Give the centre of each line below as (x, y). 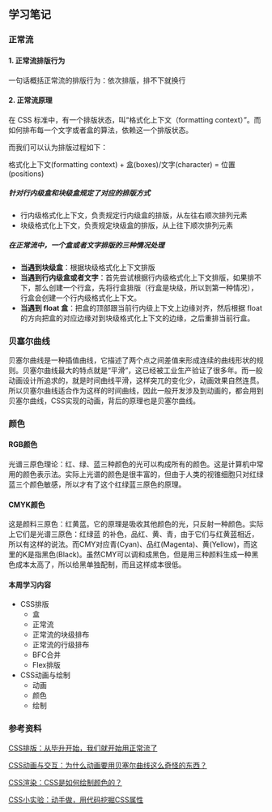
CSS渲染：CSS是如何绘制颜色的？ (66, 782)
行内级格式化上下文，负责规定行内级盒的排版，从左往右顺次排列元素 (134, 215)
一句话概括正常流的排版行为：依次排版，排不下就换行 (97, 80)
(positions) (26, 174)
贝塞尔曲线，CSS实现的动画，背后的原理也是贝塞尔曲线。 (104, 401)
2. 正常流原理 (30, 101)
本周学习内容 (30, 584)
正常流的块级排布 (61, 634)
